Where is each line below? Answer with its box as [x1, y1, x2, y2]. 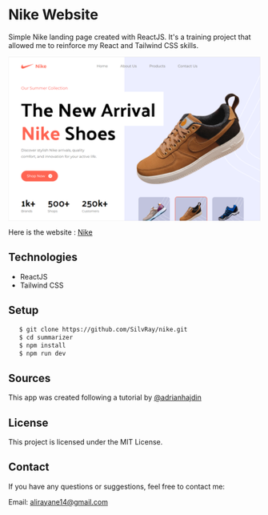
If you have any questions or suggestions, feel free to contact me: [8, 481, 226, 491]
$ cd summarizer [18, 334, 74, 342]
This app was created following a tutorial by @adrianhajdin [8, 392, 202, 402]
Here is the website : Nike [8, 227, 94, 237]
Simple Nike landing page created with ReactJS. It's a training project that [8, 32, 251, 42]
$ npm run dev [18, 350, 66, 358]
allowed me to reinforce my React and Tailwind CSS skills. [8, 40, 199, 50]
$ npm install [18, 342, 66, 350]
